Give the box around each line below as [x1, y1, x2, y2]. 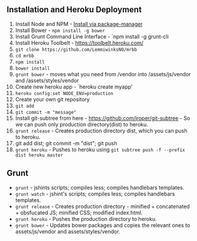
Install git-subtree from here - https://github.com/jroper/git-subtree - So [15, 115, 191, 122]
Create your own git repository [15, 96, 90, 103]
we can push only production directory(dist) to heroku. [15, 120, 149, 128]
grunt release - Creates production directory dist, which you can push [15, 127, 188, 134]
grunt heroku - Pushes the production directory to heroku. [15, 215, 157, 222]
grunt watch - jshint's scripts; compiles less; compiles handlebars [15, 190, 175, 197]
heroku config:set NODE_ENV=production [15, 90, 114, 96]
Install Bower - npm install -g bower [15, 27, 105, 34]
